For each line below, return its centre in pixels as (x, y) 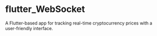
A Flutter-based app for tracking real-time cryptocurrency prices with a (79, 23)
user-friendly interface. (29, 28)
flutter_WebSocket (45, 9)
